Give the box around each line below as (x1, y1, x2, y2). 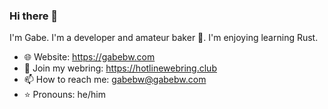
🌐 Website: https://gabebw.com (23, 51, 156, 63)
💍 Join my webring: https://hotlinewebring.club (23, 62, 217, 74)
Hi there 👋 (9, 9, 59, 23)
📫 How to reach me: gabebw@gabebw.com (23, 74, 207, 86)
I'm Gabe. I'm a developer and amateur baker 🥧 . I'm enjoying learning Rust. (9, 32, 319, 44)
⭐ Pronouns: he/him (23, 89, 106, 101)
